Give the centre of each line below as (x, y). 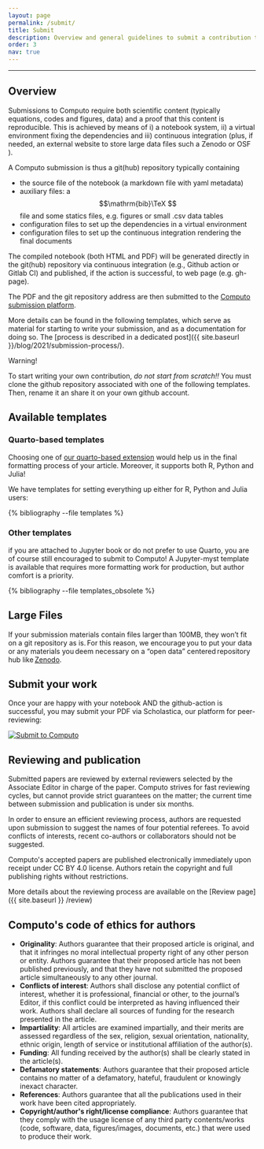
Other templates (40, 533)
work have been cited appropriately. (78, 1103)
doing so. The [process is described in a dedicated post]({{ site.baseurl (124, 337)
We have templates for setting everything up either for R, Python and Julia (128, 489)
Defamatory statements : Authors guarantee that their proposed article (134, 1069)
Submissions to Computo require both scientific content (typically (114, 110)
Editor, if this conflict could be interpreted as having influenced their (129, 1002)
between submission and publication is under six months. (101, 804)
